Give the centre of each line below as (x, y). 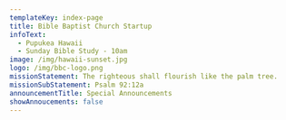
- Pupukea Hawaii (50, 43)
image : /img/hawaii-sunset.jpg (69, 60)
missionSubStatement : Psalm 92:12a (77, 85)
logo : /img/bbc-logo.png (56, 69)
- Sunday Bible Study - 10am (73, 51)
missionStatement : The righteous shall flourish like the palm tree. (144, 77)
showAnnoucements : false (56, 102)
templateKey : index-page (56, 18)
